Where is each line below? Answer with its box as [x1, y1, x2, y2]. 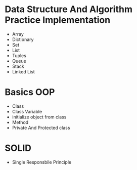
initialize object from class [12, 114, 67, 120]
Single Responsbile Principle [12, 159, 72, 165]
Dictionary [12, 36, 34, 42]
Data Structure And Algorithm [5, 4, 132, 15]
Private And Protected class [12, 124, 70, 131]
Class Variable [12, 108, 42, 114]
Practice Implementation [5, 14, 111, 26]
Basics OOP [5, 87, 55, 98]
